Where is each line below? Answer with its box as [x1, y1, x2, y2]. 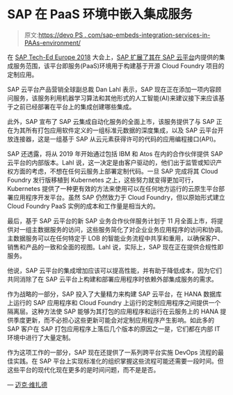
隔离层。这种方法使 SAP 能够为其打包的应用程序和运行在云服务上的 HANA [7, 307, 219, 316]
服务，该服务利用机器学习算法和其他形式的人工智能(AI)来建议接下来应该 [13, 93, 219, 102]
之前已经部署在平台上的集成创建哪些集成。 [13, 102, 136, 111]
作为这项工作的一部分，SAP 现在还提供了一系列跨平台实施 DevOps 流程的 [7, 348, 218, 356]
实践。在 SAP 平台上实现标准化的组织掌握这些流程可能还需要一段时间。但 [13, 357, 224, 365]
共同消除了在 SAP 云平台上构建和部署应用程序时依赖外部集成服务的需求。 [7, 274, 218, 283]
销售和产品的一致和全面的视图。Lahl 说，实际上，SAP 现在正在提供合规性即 [7, 242, 224, 251]
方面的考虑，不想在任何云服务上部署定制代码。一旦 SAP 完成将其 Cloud [13, 166, 218, 175]
